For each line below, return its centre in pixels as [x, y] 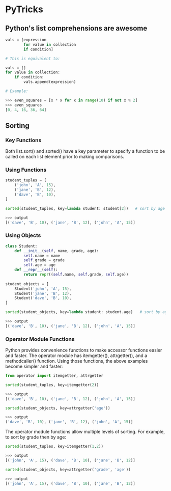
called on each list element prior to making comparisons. [65, 157]
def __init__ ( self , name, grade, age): [57, 251]
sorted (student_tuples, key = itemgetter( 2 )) [52, 385]
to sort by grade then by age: [36, 437]
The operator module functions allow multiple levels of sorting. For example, [85, 432]
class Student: [21, 246]
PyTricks [24, 9]
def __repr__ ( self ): [36, 270]
